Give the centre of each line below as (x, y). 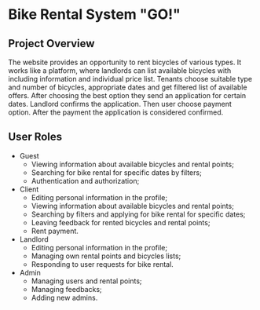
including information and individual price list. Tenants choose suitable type (130, 79)
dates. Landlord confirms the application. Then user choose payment (120, 104)
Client (29, 189)
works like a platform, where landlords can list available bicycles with (120, 71)
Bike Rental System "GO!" (94, 15)
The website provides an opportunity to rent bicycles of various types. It (125, 62)
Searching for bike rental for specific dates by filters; (116, 172)
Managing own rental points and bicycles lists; (106, 256)
